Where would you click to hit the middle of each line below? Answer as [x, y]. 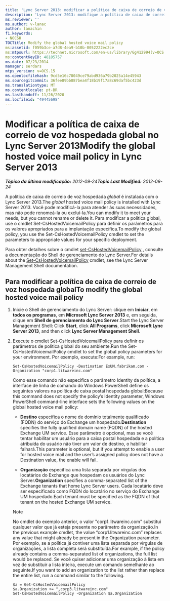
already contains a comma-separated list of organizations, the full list [85, 554]
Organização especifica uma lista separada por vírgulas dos [83, 470]
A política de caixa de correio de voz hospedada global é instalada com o [82, 197]
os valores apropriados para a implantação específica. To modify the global [83, 229]
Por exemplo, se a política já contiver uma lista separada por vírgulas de [88, 543]
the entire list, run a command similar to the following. [69, 575]
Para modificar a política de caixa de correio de [81, 282]
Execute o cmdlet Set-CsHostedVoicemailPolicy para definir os [78, 341]
